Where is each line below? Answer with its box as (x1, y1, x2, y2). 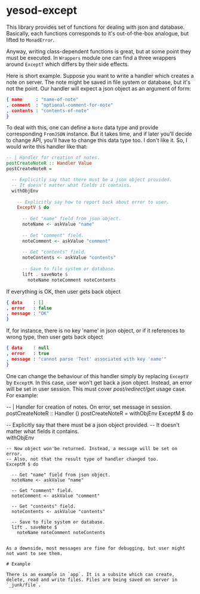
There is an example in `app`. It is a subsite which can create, (6, 571, 175, 577)
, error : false (6, 305, 52, 311)
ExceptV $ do (17, 204, 50, 210)
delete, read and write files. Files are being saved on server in (6, 577, 178, 583)
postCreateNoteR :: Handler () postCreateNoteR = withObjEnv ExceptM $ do (6, 409, 193, 417)
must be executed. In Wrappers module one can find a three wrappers (6, 54, 176, 61)
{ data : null (6, 345, 50, 351)
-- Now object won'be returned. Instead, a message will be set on (6, 445, 178, 451)
